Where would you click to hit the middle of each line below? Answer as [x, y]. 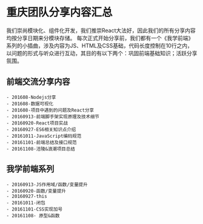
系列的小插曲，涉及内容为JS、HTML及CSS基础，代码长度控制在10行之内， [99, 46]
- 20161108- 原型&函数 [33, 216]
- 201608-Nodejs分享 [31, 97]
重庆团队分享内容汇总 [60, 12]
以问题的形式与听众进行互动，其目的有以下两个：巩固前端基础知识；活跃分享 [102, 53]
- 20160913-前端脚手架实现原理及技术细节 [53, 117]
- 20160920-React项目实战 [37, 123]
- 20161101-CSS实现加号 [34, 209]
